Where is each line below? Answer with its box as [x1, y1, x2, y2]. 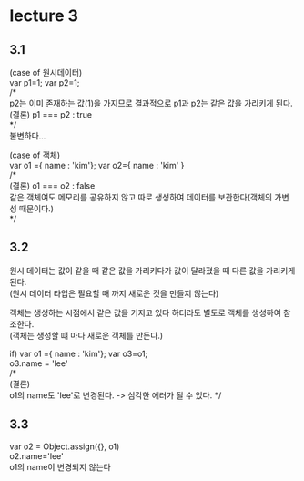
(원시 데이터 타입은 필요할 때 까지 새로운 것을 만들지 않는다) [9, 288, 219, 299]
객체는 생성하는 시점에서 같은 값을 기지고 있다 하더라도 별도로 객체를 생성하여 [9, 307, 282, 318]
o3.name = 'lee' [9, 357, 68, 369]
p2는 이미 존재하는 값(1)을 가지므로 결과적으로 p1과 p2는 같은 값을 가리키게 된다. [9, 97, 293, 108]
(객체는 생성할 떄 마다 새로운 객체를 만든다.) [9, 330, 164, 341]
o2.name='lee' [9, 450, 64, 461]
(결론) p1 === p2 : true [9, 109, 93, 119]
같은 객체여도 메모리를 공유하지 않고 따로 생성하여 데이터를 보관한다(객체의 [9, 192, 273, 202]
